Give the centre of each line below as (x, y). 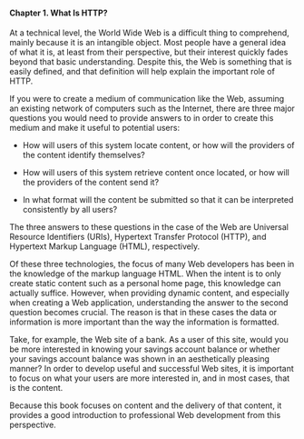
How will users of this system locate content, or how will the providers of (158, 145)
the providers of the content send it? (91, 183)
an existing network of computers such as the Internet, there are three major (152, 108)
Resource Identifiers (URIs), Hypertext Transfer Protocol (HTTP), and (138, 237)
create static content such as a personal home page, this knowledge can (145, 284)
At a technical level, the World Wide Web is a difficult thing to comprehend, (150, 33)
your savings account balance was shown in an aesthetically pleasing (140, 359)
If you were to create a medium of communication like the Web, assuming (147, 99)
